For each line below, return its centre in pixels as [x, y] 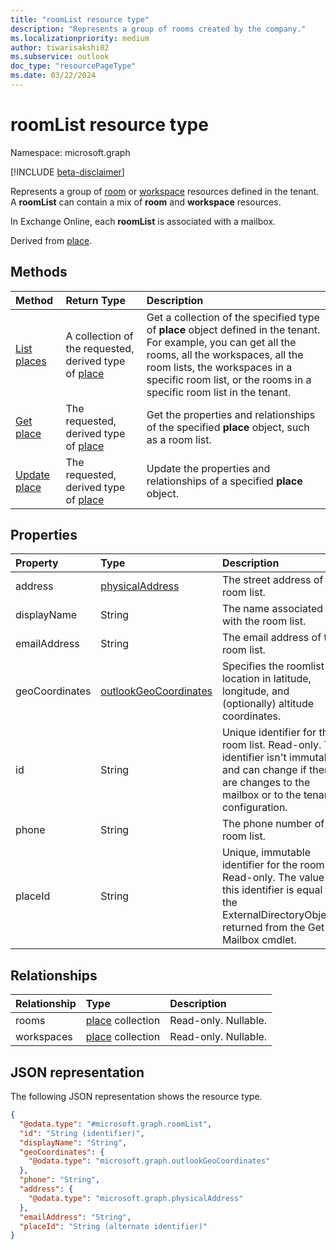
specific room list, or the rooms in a [229, 379]
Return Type [95, 300]
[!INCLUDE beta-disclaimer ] [67, 172]
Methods [39, 272]
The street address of [272, 580]
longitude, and [255, 691]
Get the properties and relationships [231, 414]
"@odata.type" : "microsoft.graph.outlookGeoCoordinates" [149, 1161]
